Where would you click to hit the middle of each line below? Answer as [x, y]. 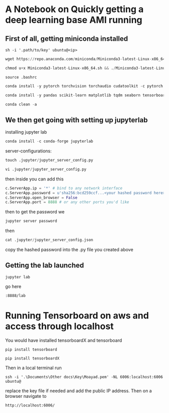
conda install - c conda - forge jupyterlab [49, 141]
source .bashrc [21, 77]
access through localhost [60, 327]
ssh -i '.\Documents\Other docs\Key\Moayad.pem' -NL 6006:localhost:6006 [84, 377]
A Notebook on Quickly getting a [74, 9]
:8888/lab [16, 296]
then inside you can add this [34, 179]
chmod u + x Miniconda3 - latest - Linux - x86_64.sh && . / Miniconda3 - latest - [81, 68]
